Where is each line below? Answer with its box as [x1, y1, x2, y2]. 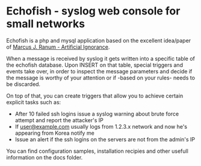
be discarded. [6, 80, 41, 88]
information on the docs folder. [6, 153, 83, 161]
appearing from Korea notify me [14, 129, 94, 137]
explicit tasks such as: [6, 98, 61, 106]
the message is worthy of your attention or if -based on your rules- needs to [6, 74, 196, 81]
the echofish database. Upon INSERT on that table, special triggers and [6, 61, 184, 69]
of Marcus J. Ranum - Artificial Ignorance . [6, 43, 110, 51]
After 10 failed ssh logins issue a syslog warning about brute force [14, 110, 179, 117]
